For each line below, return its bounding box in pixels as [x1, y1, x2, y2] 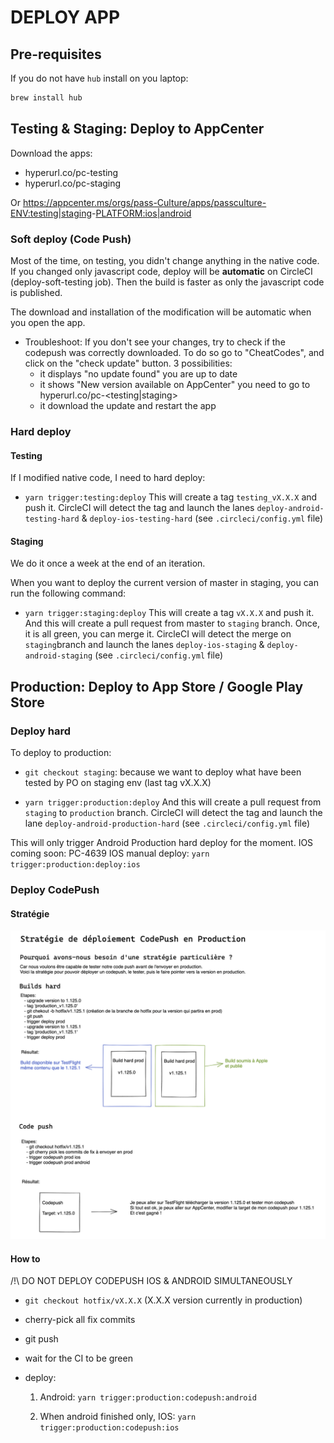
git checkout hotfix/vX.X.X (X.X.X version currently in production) [24, 1294, 303, 1306]
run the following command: [10, 587, 127, 600]
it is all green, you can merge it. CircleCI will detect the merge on [24, 628, 292, 640]
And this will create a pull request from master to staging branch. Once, [24, 617, 320, 630]
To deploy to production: [10, 747, 112, 758]
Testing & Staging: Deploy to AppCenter [10, 121, 265, 138]
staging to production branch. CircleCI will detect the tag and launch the [24, 807, 323, 818]
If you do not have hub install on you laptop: [10, 72, 189, 84]
